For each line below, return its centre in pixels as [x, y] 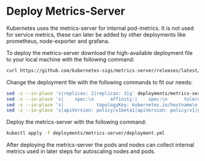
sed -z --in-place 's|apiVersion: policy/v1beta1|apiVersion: [87, 110]
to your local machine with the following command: [70, 59]
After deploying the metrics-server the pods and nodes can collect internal [100, 145]
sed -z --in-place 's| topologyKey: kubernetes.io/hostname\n [102, 105]
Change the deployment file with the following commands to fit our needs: [99, 82]
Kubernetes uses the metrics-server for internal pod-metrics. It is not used [100, 28]
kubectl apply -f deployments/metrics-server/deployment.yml [86, 133]
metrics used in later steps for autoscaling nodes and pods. [81, 151]
